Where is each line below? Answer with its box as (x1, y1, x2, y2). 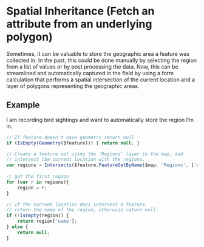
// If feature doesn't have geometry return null (6, 134, 135, 140)
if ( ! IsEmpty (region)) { (6, 212, 69, 219)
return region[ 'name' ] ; (17, 218, 78, 225)
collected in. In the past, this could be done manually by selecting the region (6, 56, 197, 64)
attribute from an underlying (6, 17, 152, 31)
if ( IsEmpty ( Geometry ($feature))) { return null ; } (6, 140, 140, 146)
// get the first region (6, 174, 69, 180)
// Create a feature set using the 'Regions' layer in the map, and (6, 151, 183, 157)
